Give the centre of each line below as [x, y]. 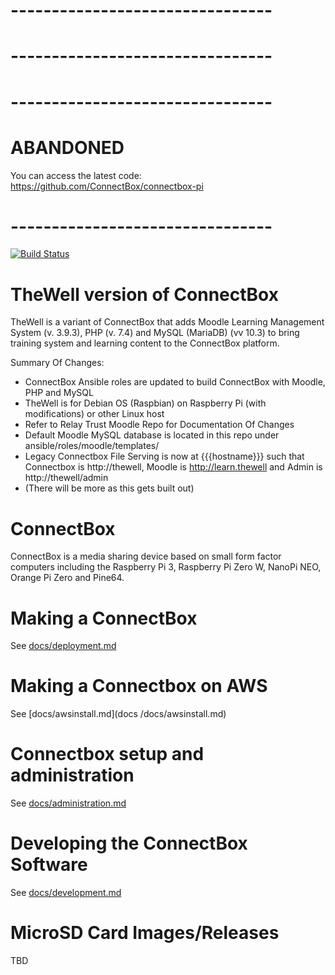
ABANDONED [67, 147]
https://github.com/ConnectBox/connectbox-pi [107, 186]
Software [49, 865]
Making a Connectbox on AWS [139, 686]
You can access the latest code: [76, 175]
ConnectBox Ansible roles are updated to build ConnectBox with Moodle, [175, 382]
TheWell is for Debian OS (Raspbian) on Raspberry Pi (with [145, 403]
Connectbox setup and [107, 754]
